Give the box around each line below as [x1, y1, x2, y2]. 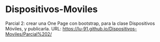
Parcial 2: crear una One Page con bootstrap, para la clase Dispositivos [5, 20, 155, 26]
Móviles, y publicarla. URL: [5, 25, 62, 31]
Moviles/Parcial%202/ [5, 31, 52, 37]
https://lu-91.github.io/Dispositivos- [62, 25, 137, 31]
